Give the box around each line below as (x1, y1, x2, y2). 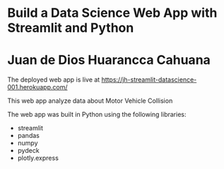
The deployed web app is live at (7, 75, 100, 84)
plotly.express (17, 154, 59, 163)
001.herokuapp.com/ (7, 83, 68, 92)
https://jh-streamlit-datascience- (101, 75, 197, 84)
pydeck (17, 146, 40, 155)
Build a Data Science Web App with (7, 5, 218, 21)
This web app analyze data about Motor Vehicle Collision (7, 96, 173, 105)
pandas (17, 132, 40, 140)
